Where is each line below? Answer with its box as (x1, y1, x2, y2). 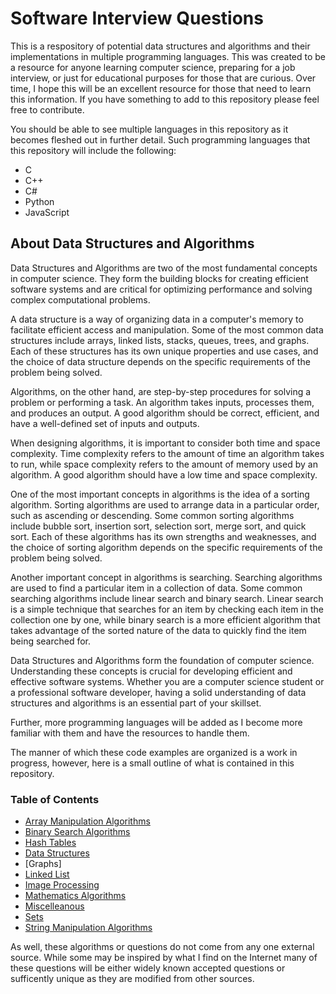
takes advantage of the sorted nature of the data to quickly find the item (10, 624, 307, 636)
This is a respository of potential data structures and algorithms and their (10, 40, 311, 52)
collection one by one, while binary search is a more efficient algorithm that (10, 613, 321, 626)
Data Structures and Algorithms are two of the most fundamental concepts (10, 262, 318, 274)
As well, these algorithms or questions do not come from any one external (10, 941, 315, 953)
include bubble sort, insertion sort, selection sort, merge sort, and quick (10, 520, 307, 532)
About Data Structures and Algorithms (10, 235, 255, 252)
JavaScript (24, 206, 70, 218)
